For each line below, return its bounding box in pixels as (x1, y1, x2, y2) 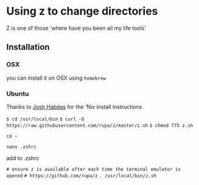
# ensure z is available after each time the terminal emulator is (6, 166, 181, 172)
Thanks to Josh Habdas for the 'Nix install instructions (6, 103, 142, 110)
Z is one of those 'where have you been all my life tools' (6, 24, 146, 32)
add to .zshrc (6, 154, 40, 162)
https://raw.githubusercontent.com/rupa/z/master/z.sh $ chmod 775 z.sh (6, 122, 194, 128)
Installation (6, 42, 50, 52)
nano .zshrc (6, 144, 37, 150)
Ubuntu (6, 89, 29, 98)
